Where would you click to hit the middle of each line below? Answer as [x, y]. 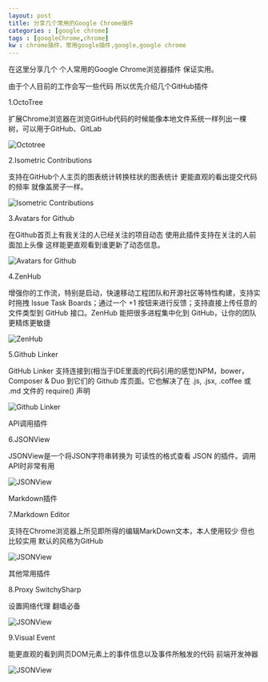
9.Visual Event [32, 638]
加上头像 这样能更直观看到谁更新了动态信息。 [90, 245]
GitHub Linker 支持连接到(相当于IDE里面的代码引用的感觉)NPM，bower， [128, 371]
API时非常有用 [32, 466]
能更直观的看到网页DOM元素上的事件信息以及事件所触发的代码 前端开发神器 [133, 654]
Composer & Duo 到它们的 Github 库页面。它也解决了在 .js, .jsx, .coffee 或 [130, 381]
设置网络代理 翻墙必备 [44, 606]
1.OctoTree [26, 102]
